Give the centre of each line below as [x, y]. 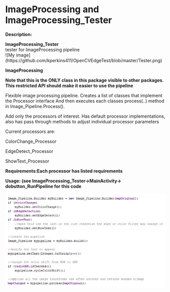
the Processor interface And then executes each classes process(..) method [85, 101]
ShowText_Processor [27, 161]
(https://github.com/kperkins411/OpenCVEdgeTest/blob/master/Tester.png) [84, 60]
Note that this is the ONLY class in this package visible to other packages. [84, 80]
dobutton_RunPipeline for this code [43, 186]
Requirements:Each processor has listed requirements [64, 171]
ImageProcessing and [52, 9]
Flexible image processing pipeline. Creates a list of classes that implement [84, 95]
